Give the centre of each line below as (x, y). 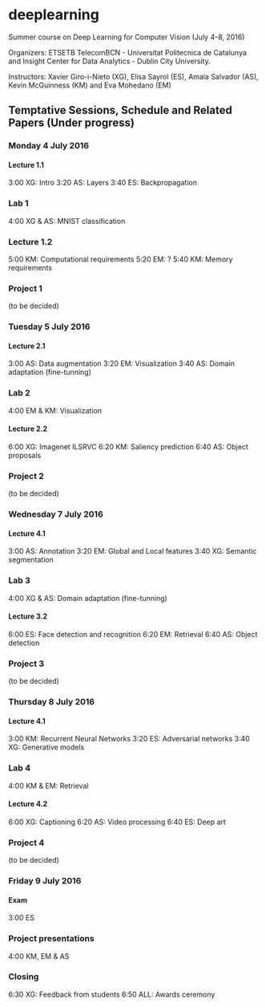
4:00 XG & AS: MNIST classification (67, 221)
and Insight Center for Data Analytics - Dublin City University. (109, 61)
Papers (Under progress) (71, 123)
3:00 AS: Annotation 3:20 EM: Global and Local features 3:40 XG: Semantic (133, 551)
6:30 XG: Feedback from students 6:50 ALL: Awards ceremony (112, 994)
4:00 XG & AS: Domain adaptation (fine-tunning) (88, 598)
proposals (25, 455)
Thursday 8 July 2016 (51, 702)
